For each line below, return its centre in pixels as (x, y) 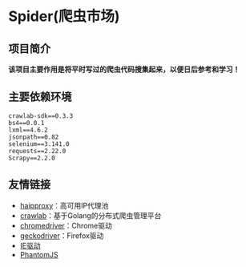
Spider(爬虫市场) (64, 16)
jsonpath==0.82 (34, 137)
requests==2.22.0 (37, 151)
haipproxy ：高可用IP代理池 (64, 205)
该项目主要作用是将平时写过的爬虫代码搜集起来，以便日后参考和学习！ (124, 69)
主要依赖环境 (40, 97)
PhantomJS (39, 254)
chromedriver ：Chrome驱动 (66, 225)
